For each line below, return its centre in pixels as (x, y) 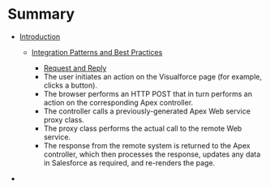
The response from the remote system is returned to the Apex (147, 145)
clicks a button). (71, 85)
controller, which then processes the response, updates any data (152, 154)
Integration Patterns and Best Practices (97, 52)
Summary (41, 14)
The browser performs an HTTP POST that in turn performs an (148, 93)
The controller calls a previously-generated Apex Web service (147, 111)
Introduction (40, 37)
